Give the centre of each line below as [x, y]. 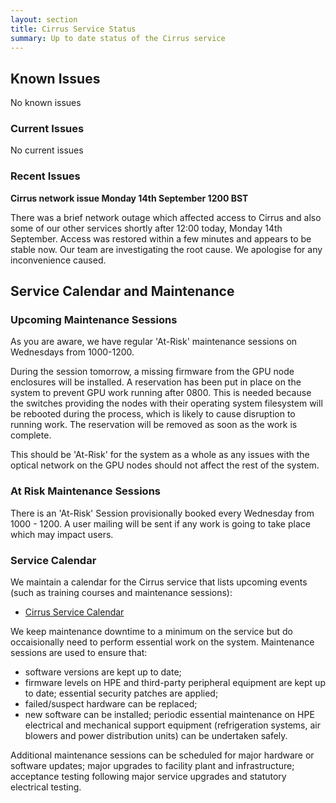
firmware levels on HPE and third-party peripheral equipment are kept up [175, 683]
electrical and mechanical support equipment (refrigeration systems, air [172, 725]
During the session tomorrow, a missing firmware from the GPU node [152, 372]
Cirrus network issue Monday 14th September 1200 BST [129, 198]
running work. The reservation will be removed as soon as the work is [154, 425]
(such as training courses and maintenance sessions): [121, 593]
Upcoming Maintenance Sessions [94, 320]
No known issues [46, 103]
